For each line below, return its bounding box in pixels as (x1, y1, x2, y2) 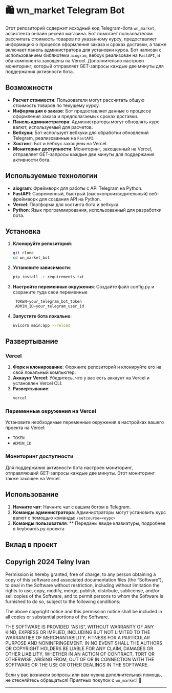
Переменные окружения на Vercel (5, 408, 96, 415)
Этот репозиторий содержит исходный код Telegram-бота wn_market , (5, 25, 156, 31)
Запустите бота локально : (12, 313, 72, 319)
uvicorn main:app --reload (12, 323, 71, 328)
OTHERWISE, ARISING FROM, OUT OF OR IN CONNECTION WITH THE (5, 656, 155, 662)
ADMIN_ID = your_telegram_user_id (15, 303, 84, 309)
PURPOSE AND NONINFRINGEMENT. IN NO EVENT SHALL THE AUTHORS (5, 640, 163, 646)
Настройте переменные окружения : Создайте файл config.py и (12, 284, 155, 289)
